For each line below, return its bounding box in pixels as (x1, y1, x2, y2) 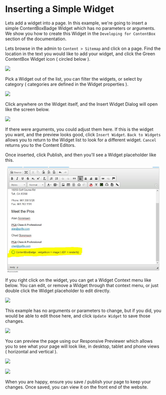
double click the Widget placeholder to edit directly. (5, 288, 111, 294)
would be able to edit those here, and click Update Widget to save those (5, 313, 151, 319)
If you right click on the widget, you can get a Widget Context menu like (5, 277, 152, 283)
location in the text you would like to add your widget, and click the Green (5, 51, 155, 57)
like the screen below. (5, 106, 50, 112)
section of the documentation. (5, 36, 67, 42)
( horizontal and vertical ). (5, 349, 58, 355)
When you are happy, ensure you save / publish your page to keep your (5, 379, 151, 385)
